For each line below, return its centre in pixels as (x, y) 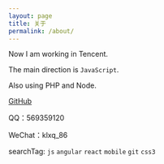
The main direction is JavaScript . (64, 70)
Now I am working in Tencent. (58, 54)
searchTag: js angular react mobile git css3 (82, 152)
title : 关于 (27, 24)
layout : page (30, 16)
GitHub (20, 101)
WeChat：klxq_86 (38, 136)
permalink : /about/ (41, 31)
